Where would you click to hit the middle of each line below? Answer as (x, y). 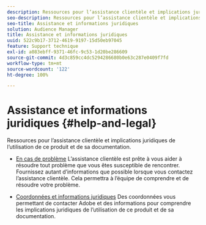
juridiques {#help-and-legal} (82, 124)
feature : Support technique (43, 47)
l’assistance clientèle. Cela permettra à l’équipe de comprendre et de (102, 178)
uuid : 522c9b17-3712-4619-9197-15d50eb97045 (64, 40)
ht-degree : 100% (28, 75)
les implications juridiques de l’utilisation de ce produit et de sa (95, 210)
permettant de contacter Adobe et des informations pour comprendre (103, 204)
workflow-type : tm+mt (35, 63)
